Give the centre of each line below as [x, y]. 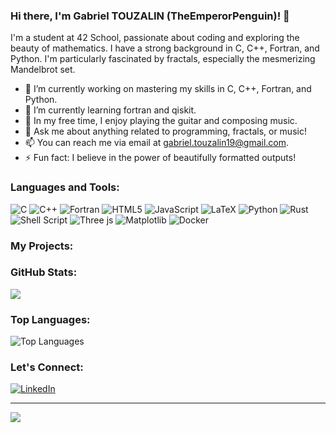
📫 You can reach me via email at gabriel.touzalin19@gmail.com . [157, 143]
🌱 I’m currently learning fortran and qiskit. [110, 110]
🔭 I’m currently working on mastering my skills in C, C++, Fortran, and [168, 89]
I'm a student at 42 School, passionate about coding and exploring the [155, 38]
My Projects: [42, 246]
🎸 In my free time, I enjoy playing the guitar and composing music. [161, 121]
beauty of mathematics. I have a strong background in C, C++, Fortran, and [165, 48]
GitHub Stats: [44, 272]
